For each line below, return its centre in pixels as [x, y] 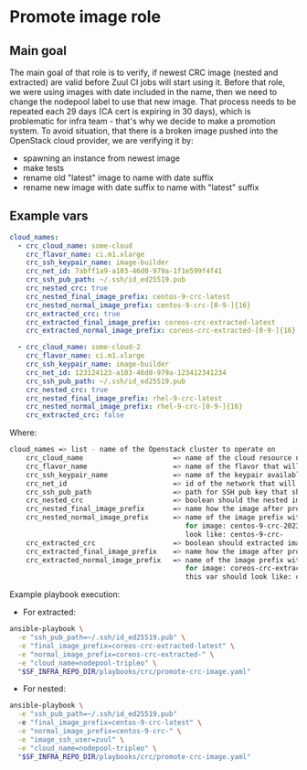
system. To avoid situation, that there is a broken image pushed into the [144, 131]
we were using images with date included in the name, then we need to [143, 92]
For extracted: [49, 612]
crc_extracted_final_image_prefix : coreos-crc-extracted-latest [151, 322]
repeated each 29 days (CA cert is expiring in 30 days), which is [130, 111]
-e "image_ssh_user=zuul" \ [71, 739]
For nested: [44, 689]
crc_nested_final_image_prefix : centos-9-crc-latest [128, 296]
